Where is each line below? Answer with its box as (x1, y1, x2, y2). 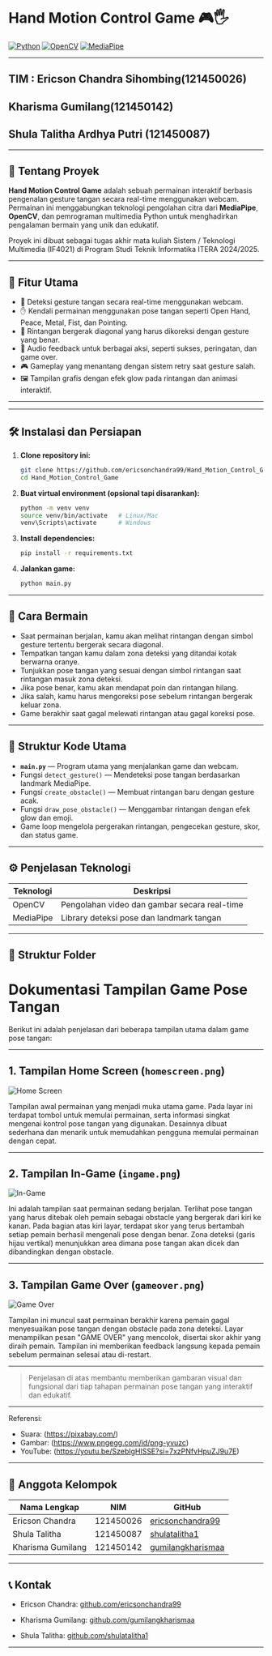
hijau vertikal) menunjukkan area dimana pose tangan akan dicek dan (8, 1239, 240, 1248)
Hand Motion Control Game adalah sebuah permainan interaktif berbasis (8, 186, 253, 195)
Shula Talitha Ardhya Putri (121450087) (8, 127, 210, 141)
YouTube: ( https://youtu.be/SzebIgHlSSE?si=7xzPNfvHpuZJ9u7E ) (19, 1446, 240, 1457)
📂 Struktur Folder (8, 948, 96, 962)
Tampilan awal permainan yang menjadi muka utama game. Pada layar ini (8, 1101, 253, 1111)
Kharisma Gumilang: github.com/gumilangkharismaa (19, 1615, 196, 1624)
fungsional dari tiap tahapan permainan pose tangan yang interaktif (28, 1381, 253, 1392)
